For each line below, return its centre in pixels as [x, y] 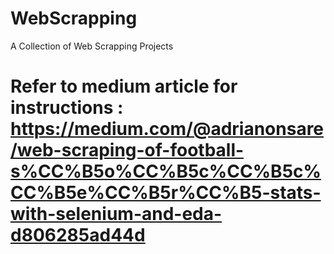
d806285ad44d [78, 235]
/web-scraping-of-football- [127, 150]
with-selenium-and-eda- [116, 214]
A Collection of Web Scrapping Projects [92, 46]
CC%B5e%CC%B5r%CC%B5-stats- [166, 193]
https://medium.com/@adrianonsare [167, 129]
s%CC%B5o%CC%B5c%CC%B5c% [166, 171]
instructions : [67, 108]
